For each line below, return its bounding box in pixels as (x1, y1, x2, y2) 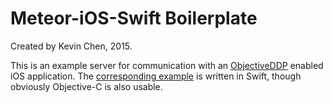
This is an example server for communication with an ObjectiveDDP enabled (10, 59, 324, 71)
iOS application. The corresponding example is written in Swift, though (10, 70, 302, 82)
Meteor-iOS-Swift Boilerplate (10, 7, 258, 30)
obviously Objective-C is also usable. (10, 80, 163, 92)
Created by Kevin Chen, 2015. (10, 40, 133, 52)
